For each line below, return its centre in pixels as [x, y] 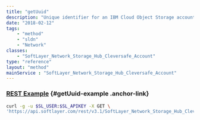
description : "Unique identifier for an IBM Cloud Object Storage [90, 17]
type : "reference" [29, 61]
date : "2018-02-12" [30, 23]
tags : [13, 28]
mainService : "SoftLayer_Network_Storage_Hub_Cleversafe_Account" [92, 73]
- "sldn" [28, 39]
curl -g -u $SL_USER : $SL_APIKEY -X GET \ [58, 106]
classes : [17, 51]
